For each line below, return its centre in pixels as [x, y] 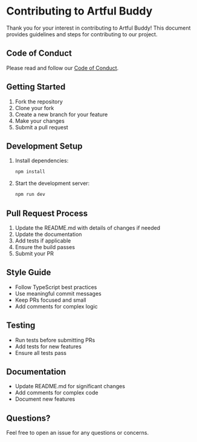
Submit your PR [34, 253]
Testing [21, 326]
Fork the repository [39, 102]
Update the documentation [48, 234]
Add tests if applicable [43, 241]
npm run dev [30, 195]
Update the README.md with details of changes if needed [88, 227]
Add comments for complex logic [56, 306]
